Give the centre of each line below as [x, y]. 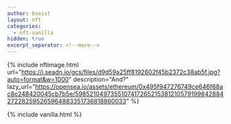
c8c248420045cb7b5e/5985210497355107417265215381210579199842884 [115, 94]
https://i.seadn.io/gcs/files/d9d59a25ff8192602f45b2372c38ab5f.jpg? [121, 72]
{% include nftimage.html [43, 65]
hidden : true [26, 39]
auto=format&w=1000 [38, 79]
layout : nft [24, 20]
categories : [24, 26]
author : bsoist [29, 13]
